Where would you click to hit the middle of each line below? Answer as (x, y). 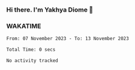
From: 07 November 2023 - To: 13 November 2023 (68, 39)
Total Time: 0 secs (31, 50)
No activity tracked (33, 60)
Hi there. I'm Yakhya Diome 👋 (50, 10)
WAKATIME (24, 26)
